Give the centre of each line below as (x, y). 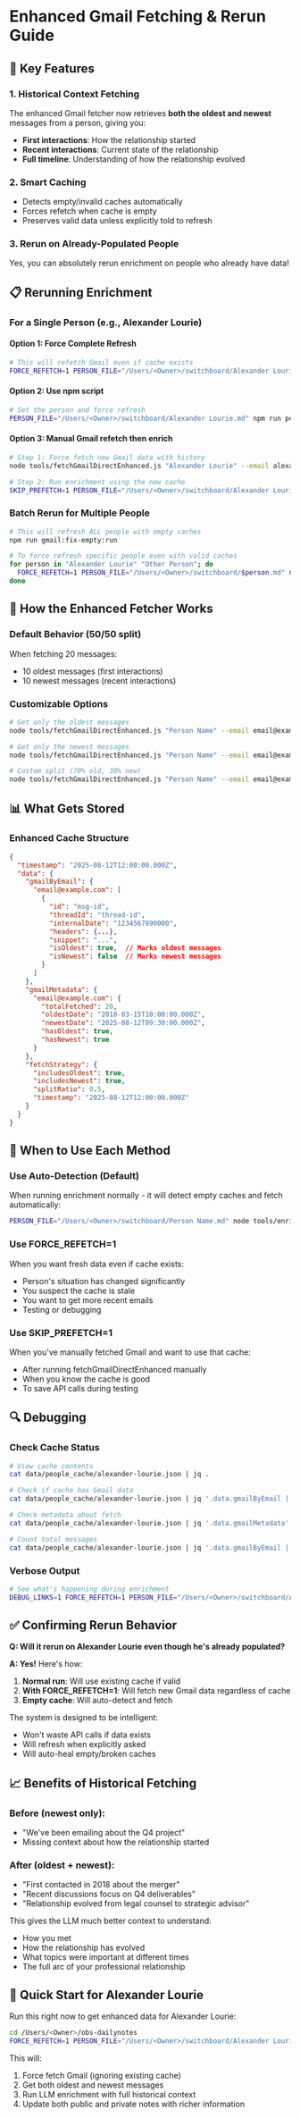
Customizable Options (59, 703)
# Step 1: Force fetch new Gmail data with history (107, 458)
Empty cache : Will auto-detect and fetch (97, 1701)
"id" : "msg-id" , (79, 907)
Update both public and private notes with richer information (133, 2104)
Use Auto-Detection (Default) (75, 1176)
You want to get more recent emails (87, 1300)
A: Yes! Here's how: (46, 1664)
